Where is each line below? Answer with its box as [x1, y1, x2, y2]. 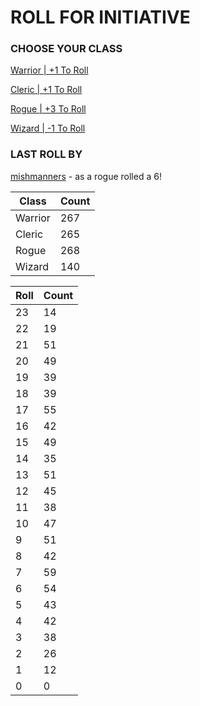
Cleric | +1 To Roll [10, 84, 83, 96]
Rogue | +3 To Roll [10, 103, 87, 115]
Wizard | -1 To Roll [10, 122, 86, 135]
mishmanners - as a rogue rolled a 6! [10, 170, 162, 182]
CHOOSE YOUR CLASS [10, 42, 123, 56]
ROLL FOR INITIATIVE [10, 6, 191, 29]
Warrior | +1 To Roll [10, 64, 89, 76]
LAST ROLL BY [10, 147, 83, 161]
